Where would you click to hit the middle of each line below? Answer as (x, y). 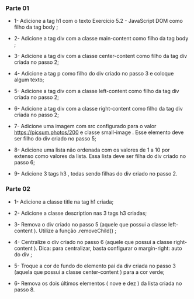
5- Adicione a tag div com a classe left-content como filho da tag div (96, 91)
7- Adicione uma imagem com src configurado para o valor (85, 126)
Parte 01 (18, 8)
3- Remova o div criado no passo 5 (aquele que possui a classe (90, 224)
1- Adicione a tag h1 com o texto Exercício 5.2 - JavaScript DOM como (98, 21)
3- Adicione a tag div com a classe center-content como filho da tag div (101, 56)
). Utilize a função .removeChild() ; (75, 231)
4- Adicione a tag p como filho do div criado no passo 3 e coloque (94, 74)
